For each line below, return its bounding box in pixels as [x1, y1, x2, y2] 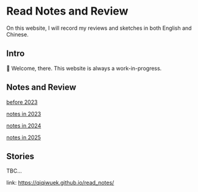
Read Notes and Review [6, 4, 129, 18]
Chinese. [6, 30, 29, 38]
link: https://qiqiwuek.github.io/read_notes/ [6, 179, 115, 187]
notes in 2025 [6, 134, 41, 141]
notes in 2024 [6, 122, 41, 129]
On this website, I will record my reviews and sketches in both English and [6, 24, 192, 32]
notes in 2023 [6, 110, 41, 117]
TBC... [6, 167, 23, 174]
